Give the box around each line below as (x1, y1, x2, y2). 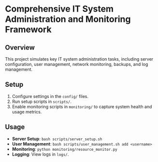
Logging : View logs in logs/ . (12, 151, 69, 157)
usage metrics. (12, 109, 42, 114)
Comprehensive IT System (5, 3, 114, 15)
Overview (5, 43, 35, 51)
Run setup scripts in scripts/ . (12, 98, 72, 104)
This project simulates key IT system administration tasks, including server (5, 56, 154, 62)
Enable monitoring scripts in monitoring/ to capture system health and (12, 103, 152, 110)
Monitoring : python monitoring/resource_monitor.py (12, 146, 117, 152)
